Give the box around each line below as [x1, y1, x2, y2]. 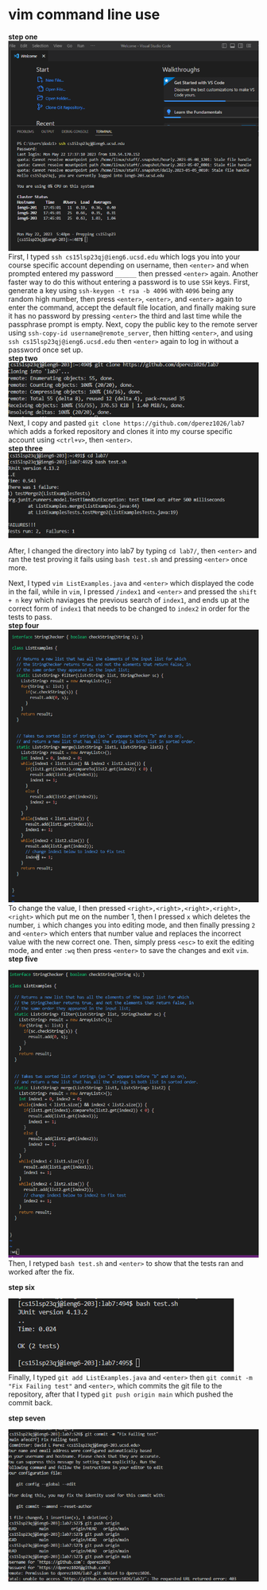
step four [8, 621, 40, 631]
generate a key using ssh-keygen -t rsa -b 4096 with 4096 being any [8, 285, 234, 295]
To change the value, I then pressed [8, 903, 126, 912]
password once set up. [8, 345, 83, 354]
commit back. [8, 1398, 53, 1408]
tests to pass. [8, 612, 52, 622]
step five [8, 954, 38, 963]
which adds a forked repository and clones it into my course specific [8, 427, 233, 436]
